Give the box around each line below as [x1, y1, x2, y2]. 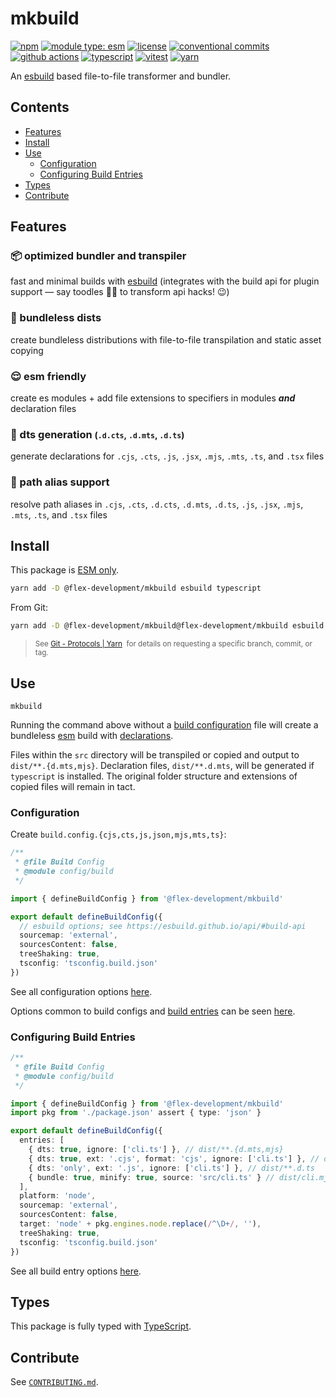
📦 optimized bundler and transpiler [10, 249, 187, 263]
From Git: [10, 602, 48, 614]
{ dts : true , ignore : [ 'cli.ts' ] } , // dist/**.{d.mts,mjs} [28, 1145, 284, 1155]
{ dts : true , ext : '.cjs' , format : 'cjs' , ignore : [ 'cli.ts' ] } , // [28, 1153, 320, 1164]
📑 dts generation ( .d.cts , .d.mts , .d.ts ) [10, 427, 185, 441]
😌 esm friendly [10, 369, 87, 383]
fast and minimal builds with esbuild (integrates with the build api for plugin [10, 275, 320, 287]
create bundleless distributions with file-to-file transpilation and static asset [10, 333, 322, 346]
